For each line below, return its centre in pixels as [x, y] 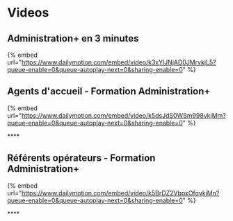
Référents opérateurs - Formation [81, 158]
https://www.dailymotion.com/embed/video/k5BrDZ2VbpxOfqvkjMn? [120, 193]
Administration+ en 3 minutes [73, 38]
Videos [28, 13]
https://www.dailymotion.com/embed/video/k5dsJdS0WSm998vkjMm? [123, 115]
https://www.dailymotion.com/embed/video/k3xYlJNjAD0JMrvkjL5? [119, 62]
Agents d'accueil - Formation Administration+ [109, 91]
